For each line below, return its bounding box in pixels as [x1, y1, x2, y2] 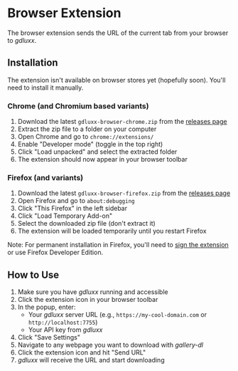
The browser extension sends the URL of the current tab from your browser [7, 28, 229, 37]
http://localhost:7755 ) [28, 318, 98, 327]
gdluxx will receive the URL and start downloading [17, 356, 165, 365]
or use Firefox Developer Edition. [7, 248, 104, 257]
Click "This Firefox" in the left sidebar [17, 204, 128, 213]
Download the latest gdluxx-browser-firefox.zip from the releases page [17, 189, 231, 197]
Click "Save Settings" [17, 333, 80, 342]
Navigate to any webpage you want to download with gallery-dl [17, 340, 204, 350]
